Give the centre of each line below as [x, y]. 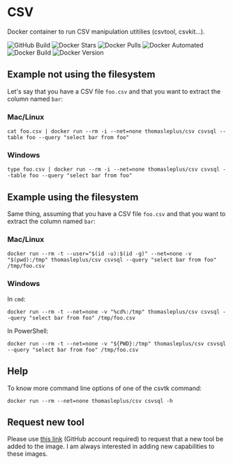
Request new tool [46, 422]
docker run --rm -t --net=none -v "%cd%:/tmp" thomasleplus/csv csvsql [113, 312]
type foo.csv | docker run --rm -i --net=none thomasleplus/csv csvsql [113, 170]
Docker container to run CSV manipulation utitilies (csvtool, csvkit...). [106, 31]
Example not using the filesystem [81, 74]
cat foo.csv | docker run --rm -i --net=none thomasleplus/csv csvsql [112, 131]
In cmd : [16, 299]
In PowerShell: [28, 331]
